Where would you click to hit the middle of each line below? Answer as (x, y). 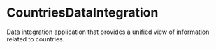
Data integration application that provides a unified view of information (108, 32)
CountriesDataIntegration (82, 13)
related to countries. (36, 39)
